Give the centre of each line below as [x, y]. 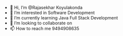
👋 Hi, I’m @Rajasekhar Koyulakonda [46, 8]
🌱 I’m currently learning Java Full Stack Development [64, 18]
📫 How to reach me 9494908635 [44, 28]
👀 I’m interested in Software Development [52, 13]
